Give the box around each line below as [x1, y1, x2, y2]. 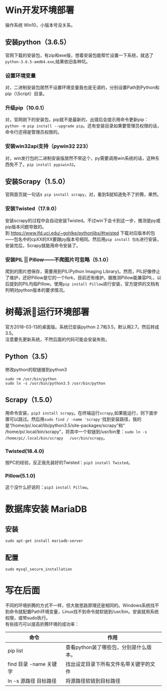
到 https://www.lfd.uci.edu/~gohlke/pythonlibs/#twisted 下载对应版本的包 [5, 230, 156, 236]
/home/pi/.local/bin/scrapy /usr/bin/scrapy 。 [5, 435, 108, 441]
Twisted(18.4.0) [5, 448, 44, 455]
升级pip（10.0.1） [5, 104, 47, 111]
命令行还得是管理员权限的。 [5, 129, 62, 135]
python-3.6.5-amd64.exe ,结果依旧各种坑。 [5, 58, 90, 64]
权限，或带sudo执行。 [5, 615, 51, 621]
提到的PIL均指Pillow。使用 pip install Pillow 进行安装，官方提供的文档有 [9, 281, 160, 287]
